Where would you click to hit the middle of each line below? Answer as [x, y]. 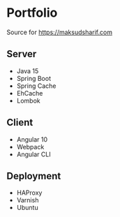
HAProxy [29, 193]
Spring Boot [34, 78]
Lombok [29, 100]
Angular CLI [33, 154]
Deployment [34, 176]
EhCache [30, 93]
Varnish [28, 200]
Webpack [30, 147]
